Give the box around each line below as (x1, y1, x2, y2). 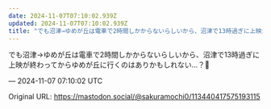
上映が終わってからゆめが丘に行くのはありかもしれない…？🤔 (8, 60, 210, 69)
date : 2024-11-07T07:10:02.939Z (8, 11, 117, 20)
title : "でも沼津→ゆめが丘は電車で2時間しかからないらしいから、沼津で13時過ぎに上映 (8, 27, 262, 35)
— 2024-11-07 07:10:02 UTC (8, 76, 103, 86)
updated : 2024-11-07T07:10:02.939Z (8, 19, 128, 27)
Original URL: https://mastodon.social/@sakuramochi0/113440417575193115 (8, 92, 261, 102)
